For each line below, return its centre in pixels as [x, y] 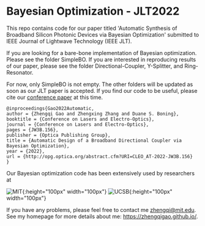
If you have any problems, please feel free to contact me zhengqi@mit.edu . [101, 210]
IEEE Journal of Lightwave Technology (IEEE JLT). [69, 41]
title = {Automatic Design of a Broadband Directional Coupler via [94, 140]
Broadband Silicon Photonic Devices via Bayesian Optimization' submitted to [103, 34]
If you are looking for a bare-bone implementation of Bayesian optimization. [102, 53]
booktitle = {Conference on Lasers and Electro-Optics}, [80, 119]
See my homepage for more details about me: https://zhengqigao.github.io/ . [102, 216]
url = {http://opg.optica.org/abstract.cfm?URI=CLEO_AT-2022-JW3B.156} [99, 156]
